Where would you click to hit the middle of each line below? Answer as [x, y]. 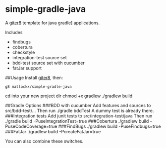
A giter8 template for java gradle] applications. [53, 23]
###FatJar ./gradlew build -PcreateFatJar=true [53, 131]
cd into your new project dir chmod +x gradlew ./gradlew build [69, 96]
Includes [14, 32]
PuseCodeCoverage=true [31, 126]
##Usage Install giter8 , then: [34, 77]
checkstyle [24, 52]
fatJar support [27, 68]
